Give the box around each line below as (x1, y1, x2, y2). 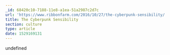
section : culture (5, 21, 42, 27)
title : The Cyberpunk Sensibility (5, 17, 79, 22)
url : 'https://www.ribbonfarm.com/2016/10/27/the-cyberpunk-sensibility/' (5, 12, 167, 17)
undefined (5, 45, 27, 51)
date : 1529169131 (5, 31, 42, 36)
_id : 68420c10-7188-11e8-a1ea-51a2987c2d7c (5, 7, 99, 13)
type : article (5, 26, 36, 32)
